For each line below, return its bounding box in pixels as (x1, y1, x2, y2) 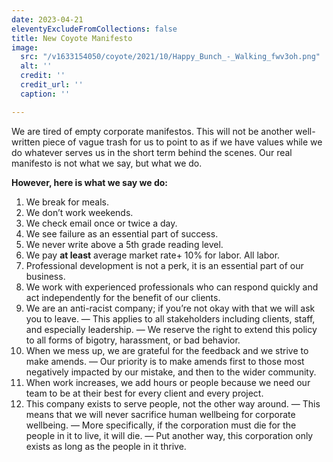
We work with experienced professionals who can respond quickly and (25, 281, 319, 293)
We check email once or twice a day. (25, 217, 178, 229)
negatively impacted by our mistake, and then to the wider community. (25, 366, 317, 378)
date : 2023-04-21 (11, 14, 84, 25)
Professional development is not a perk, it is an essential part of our (25, 259, 304, 271)
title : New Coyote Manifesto (11, 33, 133, 43)
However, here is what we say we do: (11, 176, 169, 188)
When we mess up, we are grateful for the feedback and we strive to (25, 344, 309, 356)
